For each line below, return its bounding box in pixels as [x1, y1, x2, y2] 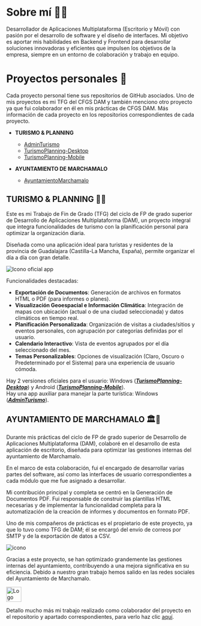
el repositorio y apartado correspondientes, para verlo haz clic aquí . [6, 613, 174, 620]
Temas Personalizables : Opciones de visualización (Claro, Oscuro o [14, 352, 184, 360]
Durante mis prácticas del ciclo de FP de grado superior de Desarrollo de [6, 433, 187, 441]
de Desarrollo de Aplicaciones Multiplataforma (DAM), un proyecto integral [6, 216, 191, 224]
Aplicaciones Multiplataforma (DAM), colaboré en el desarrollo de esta [6, 440, 180, 447]
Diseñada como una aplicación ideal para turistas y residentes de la [6, 241, 173, 248]
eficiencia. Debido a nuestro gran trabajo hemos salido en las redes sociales [6, 568, 195, 575]
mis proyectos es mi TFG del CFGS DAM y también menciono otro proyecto [6, 98, 193, 105]
